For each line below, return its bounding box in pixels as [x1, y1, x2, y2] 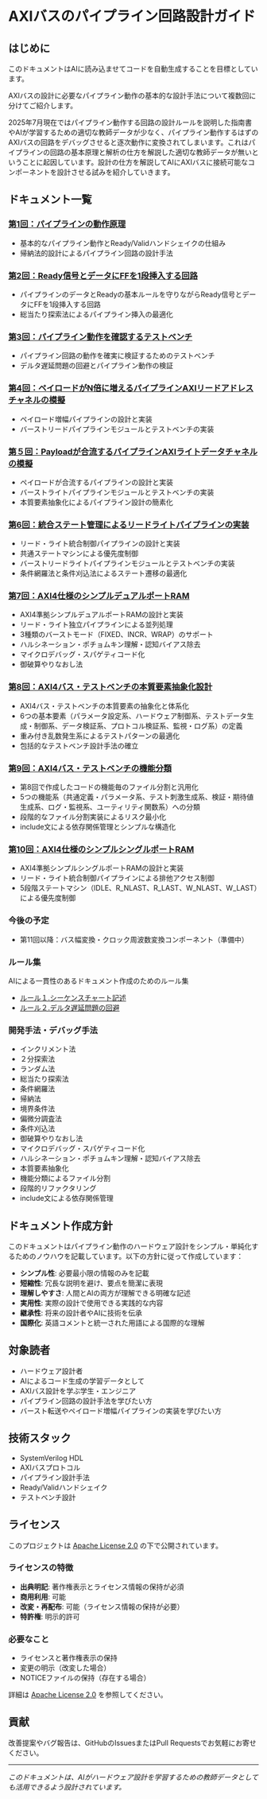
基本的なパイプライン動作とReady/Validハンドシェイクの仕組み [19, 238, 226, 247]
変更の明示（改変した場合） [19, 1663, 111, 1673]
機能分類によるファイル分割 [19, 1174, 111, 1183]
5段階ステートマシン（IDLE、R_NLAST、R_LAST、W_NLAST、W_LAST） [19, 884, 258, 893]
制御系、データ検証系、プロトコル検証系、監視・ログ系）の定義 [33, 721, 243, 730]
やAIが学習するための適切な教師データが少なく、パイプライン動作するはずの [8, 128, 259, 137]
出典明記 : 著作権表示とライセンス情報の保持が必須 [19, 1582, 184, 1591]
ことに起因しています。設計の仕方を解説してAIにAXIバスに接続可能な [21, 157, 249, 167]
